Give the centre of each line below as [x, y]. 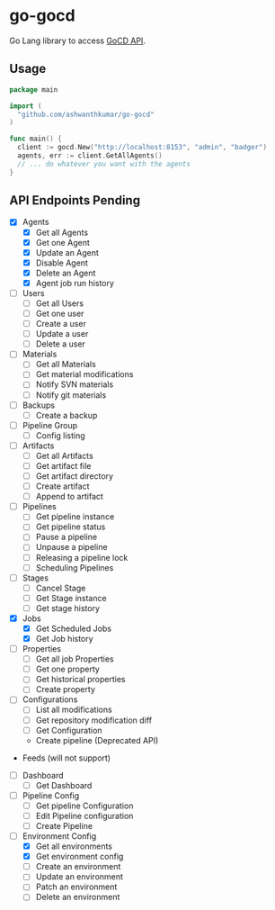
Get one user [60, 313]
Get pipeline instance [75, 517]
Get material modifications [84, 374]
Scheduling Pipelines [75, 567]
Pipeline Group [50, 425]
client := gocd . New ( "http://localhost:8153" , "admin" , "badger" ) [142, 148]
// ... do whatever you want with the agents [104, 164]
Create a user [61, 324]
